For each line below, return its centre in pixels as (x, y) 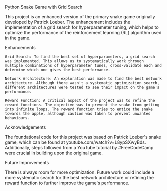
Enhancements (20, 48)
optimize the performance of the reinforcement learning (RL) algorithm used (83, 33)
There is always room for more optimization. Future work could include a (80, 172)
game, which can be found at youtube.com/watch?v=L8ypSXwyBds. (76, 142)
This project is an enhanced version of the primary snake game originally (80, 17)
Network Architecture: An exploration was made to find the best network (84, 79)
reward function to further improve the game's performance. (67, 183)
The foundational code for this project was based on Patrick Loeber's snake (83, 137)
